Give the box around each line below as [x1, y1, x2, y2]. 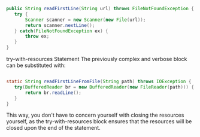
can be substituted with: [6, 62, 66, 69]
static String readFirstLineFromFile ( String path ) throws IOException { [6, 78, 192, 84]
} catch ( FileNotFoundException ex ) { [14, 28, 109, 34]
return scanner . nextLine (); [25, 22, 95, 28]
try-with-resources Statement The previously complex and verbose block [6, 56, 187, 62]
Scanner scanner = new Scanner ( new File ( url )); [25, 17, 146, 23]
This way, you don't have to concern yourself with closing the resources [6, 111, 184, 119]
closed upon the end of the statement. [6, 124, 101, 132]
